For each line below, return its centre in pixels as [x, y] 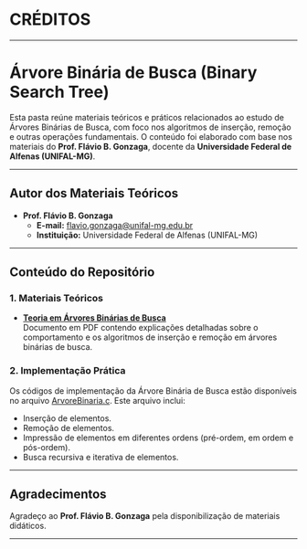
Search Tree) [59, 92]
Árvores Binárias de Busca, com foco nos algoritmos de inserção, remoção [151, 127]
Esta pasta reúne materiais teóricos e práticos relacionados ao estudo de [147, 117]
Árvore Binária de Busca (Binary [133, 73]
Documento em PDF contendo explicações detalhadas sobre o [140, 328]
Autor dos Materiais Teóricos [94, 193]
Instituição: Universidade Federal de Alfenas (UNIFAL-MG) [147, 235]
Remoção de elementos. [69, 428]
